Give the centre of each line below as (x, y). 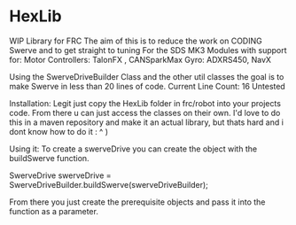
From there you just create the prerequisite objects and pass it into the (137, 202)
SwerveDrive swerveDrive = (61, 175)
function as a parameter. (54, 211)
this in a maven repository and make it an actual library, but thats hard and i (146, 122)
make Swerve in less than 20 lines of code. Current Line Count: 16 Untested (147, 86)
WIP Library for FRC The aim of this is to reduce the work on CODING (136, 41)
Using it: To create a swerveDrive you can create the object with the (133, 149)
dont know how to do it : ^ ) (59, 131)
